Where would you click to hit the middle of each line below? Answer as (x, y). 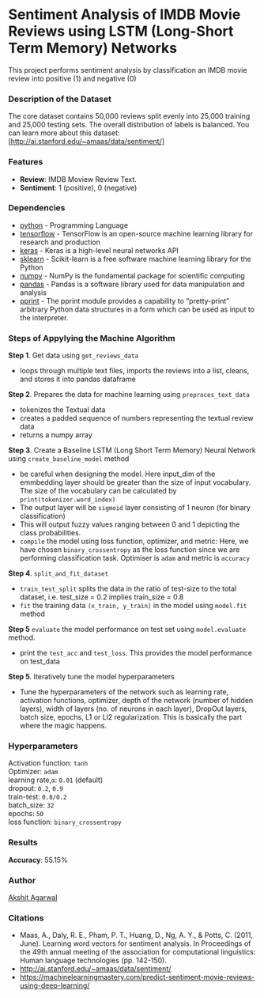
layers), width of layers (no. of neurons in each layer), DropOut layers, (133, 709)
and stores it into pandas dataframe (77, 379)
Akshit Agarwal (33, 898)
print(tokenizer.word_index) (68, 500)
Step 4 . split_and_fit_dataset (58, 573)
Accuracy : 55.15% (38, 860)
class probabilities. (50, 533)
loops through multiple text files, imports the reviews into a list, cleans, (134, 371)
